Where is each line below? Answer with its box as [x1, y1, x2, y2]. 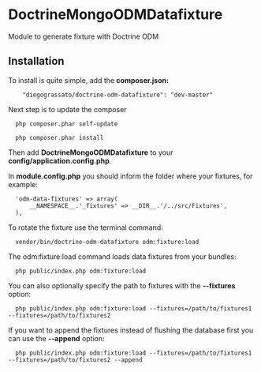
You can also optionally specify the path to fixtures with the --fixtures [8, 280, 236, 290]
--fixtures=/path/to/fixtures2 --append [8, 355, 144, 364]
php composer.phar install [15, 133, 104, 141]
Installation [8, 54, 65, 68]
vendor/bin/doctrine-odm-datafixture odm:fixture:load [15, 238, 199, 246]
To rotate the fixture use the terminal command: [8, 223, 163, 232]
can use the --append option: [8, 333, 105, 343]
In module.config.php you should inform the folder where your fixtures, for [8, 171, 253, 181]
